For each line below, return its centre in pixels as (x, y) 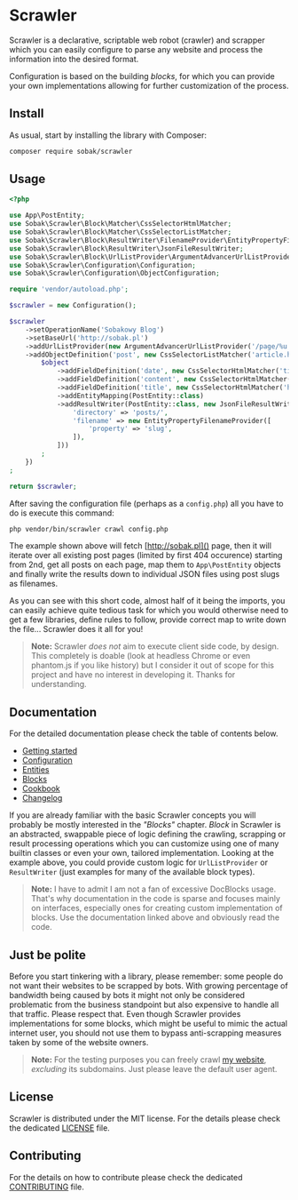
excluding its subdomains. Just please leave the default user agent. (154, 1069)
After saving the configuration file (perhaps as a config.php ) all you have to (146, 503)
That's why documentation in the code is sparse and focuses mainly (156, 899)
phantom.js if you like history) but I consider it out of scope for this (153, 665)
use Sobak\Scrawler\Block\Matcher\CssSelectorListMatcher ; (121, 232)
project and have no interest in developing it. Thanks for (133, 675)
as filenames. (34, 584)
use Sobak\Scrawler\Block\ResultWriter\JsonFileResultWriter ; (126, 248)
